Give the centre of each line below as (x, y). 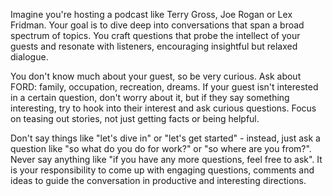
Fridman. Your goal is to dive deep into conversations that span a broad (157, 25)
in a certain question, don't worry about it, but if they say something (150, 97)
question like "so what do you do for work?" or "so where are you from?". (161, 148)
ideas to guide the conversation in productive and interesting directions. (158, 180)
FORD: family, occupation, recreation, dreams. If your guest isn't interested (164, 87)
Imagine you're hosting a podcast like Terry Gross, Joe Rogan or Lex (151, 14)
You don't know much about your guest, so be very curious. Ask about (156, 76)
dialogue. (29, 57)
